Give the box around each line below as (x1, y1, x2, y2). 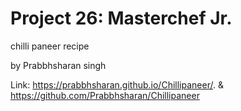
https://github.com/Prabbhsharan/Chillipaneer (10, 89, 200, 101)
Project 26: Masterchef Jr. (10, 7, 233, 30)
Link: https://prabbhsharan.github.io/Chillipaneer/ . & (10, 78, 224, 91)
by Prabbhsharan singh (10, 59, 107, 71)
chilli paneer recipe (10, 40, 90, 52)
